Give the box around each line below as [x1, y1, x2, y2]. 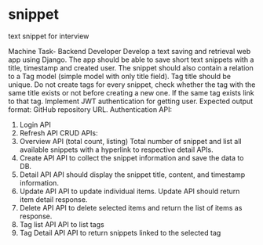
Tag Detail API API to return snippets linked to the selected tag [19, 228, 221, 237]
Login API [19, 120, 51, 129]
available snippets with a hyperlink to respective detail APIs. [19, 145, 214, 154]
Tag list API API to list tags [19, 219, 104, 229]
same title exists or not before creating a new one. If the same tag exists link [8, 88, 254, 97]
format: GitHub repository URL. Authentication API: [8, 104, 173, 114]
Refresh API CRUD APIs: [19, 128, 98, 138]
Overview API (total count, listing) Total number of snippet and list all [19, 136, 242, 146]
